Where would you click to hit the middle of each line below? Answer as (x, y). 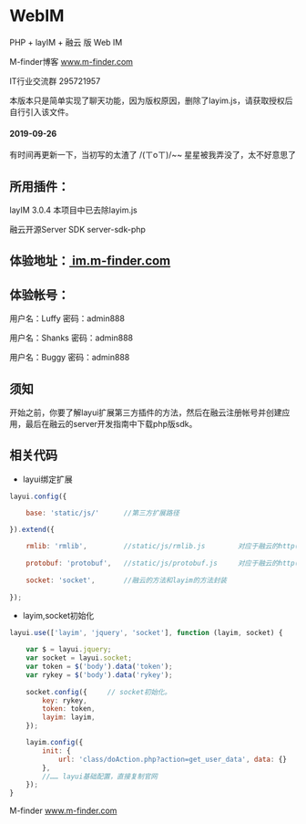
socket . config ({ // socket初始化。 (98, 692)
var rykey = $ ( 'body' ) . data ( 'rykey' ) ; (99, 675)
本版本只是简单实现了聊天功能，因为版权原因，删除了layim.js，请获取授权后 (151, 100)
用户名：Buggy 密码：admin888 (70, 358)
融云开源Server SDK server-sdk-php (77, 229)
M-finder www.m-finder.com (63, 811)
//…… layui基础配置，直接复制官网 (100, 777)
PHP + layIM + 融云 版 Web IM (66, 42)
